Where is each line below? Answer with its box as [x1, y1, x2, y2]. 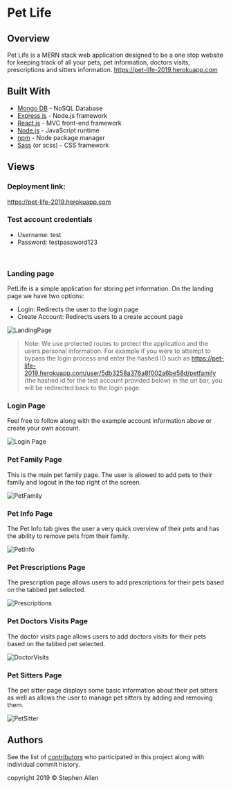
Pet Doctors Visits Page [7, 616, 89, 626]
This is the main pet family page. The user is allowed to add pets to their [7, 470, 213, 479]
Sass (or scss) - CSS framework [17, 141, 109, 149]
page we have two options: [7, 292, 84, 300]
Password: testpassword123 [17, 238, 98, 246]
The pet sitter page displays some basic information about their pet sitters [7, 686, 218, 694]
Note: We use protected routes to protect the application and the [24, 340, 209, 348]
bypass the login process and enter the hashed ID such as [24, 354, 190, 363]
